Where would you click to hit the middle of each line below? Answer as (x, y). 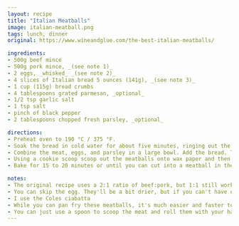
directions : (25, 133)
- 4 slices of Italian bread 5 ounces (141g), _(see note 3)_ (101, 80)
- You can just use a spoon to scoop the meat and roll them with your (116, 212)
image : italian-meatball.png (51, 27)
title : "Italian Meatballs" (49, 21)
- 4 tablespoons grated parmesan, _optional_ (76, 93)
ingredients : (27, 53)
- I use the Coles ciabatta (49, 198)
